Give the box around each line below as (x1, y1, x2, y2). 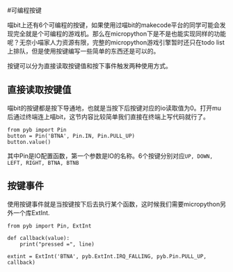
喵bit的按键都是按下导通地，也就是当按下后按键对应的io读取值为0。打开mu (7, 104, 221, 112)
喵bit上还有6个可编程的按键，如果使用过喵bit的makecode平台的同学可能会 (7, 21, 220, 29)
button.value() (7, 138, 51, 145)
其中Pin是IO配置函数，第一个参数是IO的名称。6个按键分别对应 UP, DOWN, (7, 152, 214, 160)
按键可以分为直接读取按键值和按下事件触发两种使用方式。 (7, 62, 172, 70)
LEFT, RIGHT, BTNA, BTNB (7, 159, 79, 166)
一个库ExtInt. (13, 208, 50, 217)
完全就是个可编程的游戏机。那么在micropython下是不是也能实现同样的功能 (13, 30, 226, 38)
